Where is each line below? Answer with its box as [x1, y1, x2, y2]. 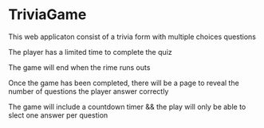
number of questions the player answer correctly [8, 86, 169, 96]
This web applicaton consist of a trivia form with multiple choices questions [8, 32, 257, 41]
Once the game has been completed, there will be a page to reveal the [8, 78, 239, 87]
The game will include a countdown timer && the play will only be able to [8, 102, 246, 111]
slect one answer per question [8, 110, 108, 120]
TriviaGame [8, 6, 87, 24]
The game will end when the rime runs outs [8, 62, 151, 72]
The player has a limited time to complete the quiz [8, 47, 173, 56]
